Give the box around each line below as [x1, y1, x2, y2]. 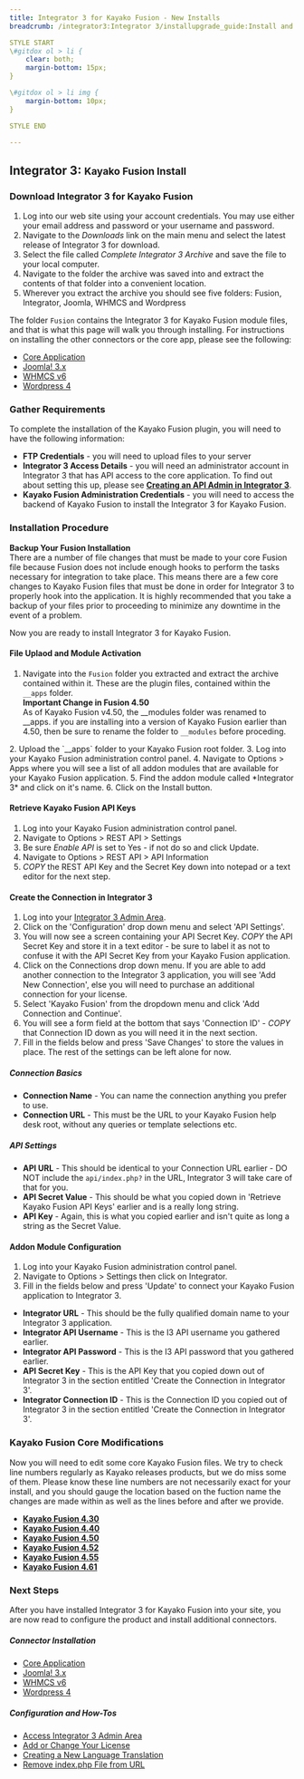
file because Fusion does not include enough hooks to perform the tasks [9, 561, 280, 572]
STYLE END [9, 121, 47, 131]
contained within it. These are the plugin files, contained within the [22, 677, 271, 689]
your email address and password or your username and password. [22, 220, 275, 231]
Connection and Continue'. [22, 1008, 122, 1020]
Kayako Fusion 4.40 [22, 1523, 100, 1533]
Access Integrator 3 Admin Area [22, 1730, 143, 1741]
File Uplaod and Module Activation [9, 648, 142, 659]
